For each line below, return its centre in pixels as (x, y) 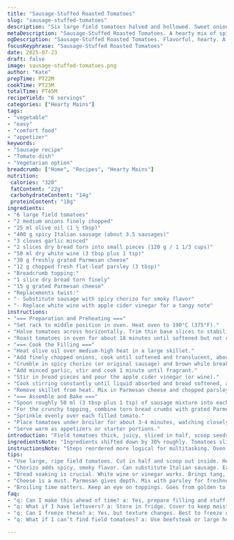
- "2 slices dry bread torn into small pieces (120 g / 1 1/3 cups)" (110, 247)
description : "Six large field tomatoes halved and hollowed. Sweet (109, 27)
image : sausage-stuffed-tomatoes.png (62, 66)
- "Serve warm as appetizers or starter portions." (84, 429)
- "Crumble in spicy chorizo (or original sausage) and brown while (109, 364)
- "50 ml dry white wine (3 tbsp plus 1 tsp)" (76, 254)
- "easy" (20, 124)
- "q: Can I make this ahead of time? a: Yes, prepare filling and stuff (117, 500)
